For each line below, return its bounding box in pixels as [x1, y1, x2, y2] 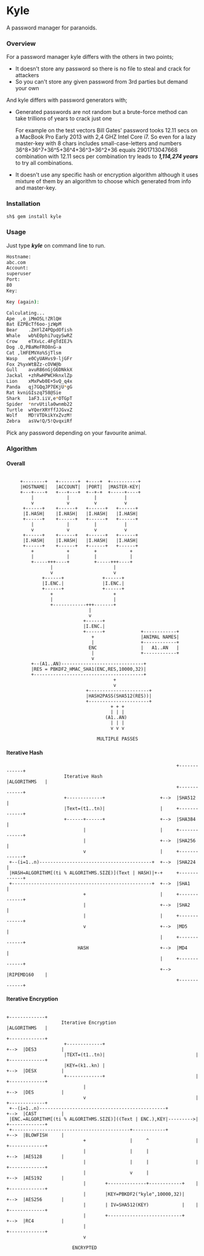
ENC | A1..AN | [88, 645, 179, 651]
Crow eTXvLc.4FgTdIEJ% [6, 338, 72, 345]
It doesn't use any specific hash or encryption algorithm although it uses [15, 171, 198, 178]
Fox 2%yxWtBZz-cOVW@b [6, 361, 62, 368]
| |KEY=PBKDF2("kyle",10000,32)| [83, 1191, 185, 1197]
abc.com [6, 259, 26, 265]
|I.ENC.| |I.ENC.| [42, 580, 124, 587]
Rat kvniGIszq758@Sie [6, 390, 62, 396]
